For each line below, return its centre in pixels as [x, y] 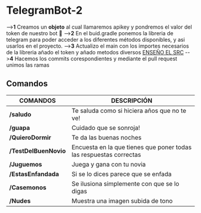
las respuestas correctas [106, 155]
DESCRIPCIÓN [132, 100]
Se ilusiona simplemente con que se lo [125, 184]
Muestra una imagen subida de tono [122, 200]
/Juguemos [26, 164]
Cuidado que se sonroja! [106, 128]
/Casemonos [28, 187]
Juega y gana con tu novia [109, 164]
